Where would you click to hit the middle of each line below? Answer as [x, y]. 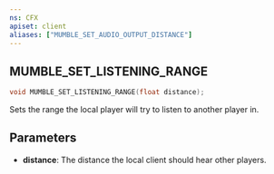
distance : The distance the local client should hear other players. [144, 159]
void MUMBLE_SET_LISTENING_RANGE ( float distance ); [107, 92]
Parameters [43, 138]
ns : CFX [24, 18]
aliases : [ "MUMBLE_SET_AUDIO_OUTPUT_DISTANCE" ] [101, 34]
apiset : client [38, 26]
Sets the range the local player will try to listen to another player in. [134, 110]
